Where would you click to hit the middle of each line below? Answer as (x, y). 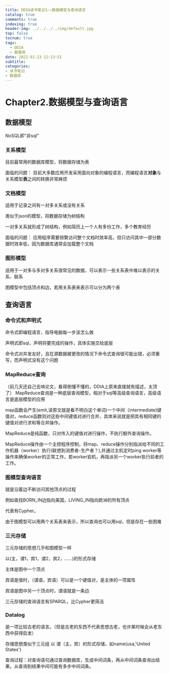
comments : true (21, 19)
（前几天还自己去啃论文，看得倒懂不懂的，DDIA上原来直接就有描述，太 (79, 386)
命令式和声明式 (23, 321)
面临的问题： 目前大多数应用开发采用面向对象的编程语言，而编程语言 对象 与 (83, 173)
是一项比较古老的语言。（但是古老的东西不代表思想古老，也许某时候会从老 (81, 626)
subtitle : (16, 62)
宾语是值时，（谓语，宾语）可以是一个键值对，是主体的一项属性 (70, 580)
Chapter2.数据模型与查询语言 (67, 102)
